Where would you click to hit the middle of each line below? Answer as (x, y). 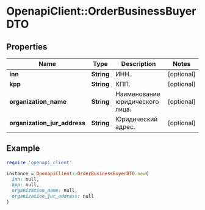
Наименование (138, 94)
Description (138, 64)
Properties (27, 47)
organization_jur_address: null (53, 197)
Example (23, 149)
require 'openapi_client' (39, 162)
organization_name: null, (45, 190)
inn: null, (26, 179)
